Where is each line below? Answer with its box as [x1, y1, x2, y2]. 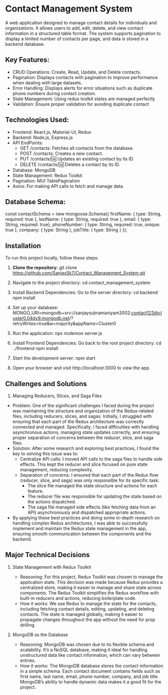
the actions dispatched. [27, 499, 76, 504]
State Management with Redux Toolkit [12, 564, 91, 570]
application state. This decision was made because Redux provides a [20, 579, 163, 585]
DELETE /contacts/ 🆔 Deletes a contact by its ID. [20, 161, 120, 167]
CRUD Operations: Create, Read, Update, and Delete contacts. [12, 69, 141, 75]
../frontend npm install [12, 345, 59, 352]
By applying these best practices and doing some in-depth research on [12, 515, 160, 520]
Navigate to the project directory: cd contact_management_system [12, 280, 150, 286]
